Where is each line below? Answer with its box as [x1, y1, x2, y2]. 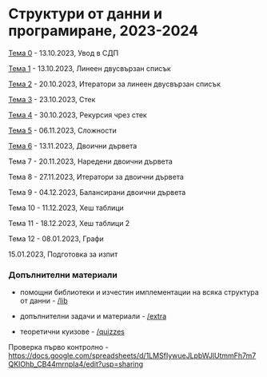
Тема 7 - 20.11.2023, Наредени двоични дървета [8, 157, 173, 166]
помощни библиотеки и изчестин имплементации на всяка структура [19, 288, 260, 297]
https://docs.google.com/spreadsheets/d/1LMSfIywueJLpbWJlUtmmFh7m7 [8, 351, 257, 360]
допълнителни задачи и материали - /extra [19, 312, 167, 321]
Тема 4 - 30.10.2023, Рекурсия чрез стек [8, 109, 148, 120]
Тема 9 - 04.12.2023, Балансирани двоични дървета [8, 187, 186, 196]
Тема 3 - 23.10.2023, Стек [8, 94, 96, 104]
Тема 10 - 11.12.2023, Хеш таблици [8, 203, 124, 212]
